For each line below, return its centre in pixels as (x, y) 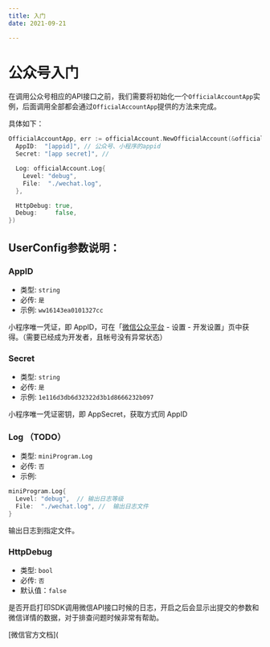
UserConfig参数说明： (64, 248)
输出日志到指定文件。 (43, 530)
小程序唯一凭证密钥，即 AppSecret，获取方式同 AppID (98, 414)
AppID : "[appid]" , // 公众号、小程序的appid (88, 147)
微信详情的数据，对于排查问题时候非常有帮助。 (86, 618)
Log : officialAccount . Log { (61, 169)
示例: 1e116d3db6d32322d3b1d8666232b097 (87, 397)
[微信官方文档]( (33, 635)
